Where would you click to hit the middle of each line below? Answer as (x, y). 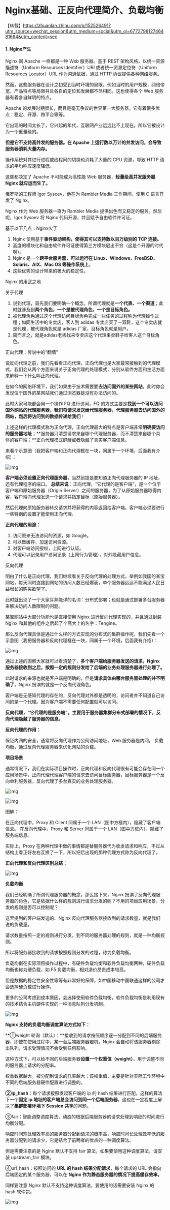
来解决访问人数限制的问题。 (34, 606)
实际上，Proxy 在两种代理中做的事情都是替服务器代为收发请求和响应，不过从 (85, 846)
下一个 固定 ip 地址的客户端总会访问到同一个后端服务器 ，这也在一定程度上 (81, 1100)
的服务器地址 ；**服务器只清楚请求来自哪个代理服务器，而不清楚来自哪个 (81, 434)
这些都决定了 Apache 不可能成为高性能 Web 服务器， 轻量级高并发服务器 (80, 177)
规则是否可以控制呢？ (36, 907)
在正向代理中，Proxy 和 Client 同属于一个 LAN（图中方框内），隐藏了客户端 (83, 823)
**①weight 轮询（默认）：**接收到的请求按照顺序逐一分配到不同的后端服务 (83, 1036)
